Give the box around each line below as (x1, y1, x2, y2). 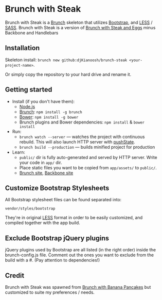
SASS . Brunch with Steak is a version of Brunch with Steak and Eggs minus (5, 24, 156, 30)
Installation (5, 44, 40, 52)
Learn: (12, 149, 25, 155)
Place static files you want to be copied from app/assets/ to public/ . (19, 164, 157, 171)
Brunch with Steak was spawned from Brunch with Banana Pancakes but (5, 284, 151, 290)
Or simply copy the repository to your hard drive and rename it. (5, 71, 131, 77)
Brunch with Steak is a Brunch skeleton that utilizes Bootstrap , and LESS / (5, 19, 153, 25)
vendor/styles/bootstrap (5, 206, 55, 211)
